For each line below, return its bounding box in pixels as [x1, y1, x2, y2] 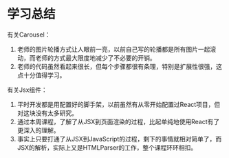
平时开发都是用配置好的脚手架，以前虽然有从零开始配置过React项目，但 [17, 100, 221, 108]
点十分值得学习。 [17, 70, 66, 79]
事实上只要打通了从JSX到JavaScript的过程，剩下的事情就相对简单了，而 [17, 135, 222, 143]
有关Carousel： [7, 30, 51, 39]
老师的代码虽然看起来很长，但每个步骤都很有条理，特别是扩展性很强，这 [17, 62, 222, 70]
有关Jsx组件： [7, 86, 48, 94]
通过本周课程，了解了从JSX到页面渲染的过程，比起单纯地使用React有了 [17, 117, 220, 126]
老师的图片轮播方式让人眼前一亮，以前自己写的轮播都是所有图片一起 [17, 45, 210, 53]
